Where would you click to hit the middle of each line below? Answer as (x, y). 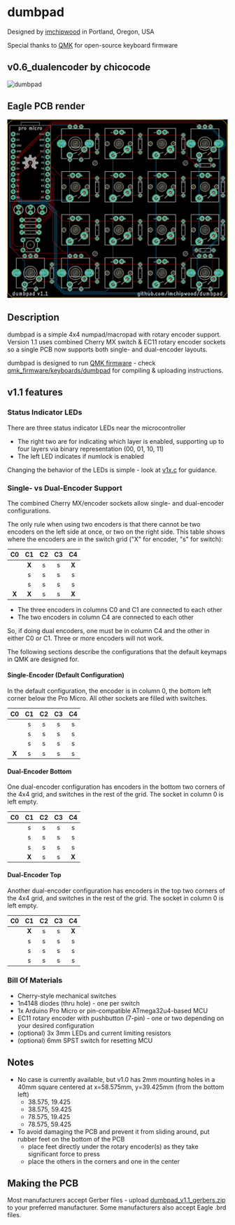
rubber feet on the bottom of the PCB (71, 1139)
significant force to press (64, 1153)
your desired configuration (56, 1025)
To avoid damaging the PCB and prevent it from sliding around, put (113, 1131)
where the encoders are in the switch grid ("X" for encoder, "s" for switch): (115, 539)
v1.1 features (35, 392)
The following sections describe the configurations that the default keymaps (117, 651)
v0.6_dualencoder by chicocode (79, 67)
